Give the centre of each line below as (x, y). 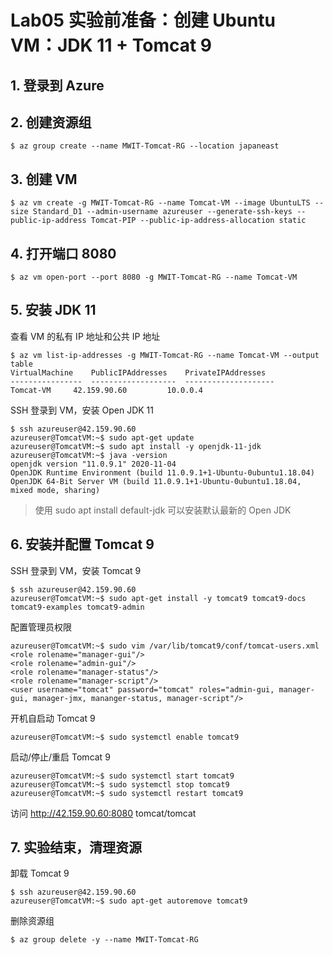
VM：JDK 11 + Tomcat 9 (111, 45)
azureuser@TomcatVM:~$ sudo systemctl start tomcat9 (122, 776)
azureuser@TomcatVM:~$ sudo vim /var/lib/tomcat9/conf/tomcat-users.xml (165, 646)
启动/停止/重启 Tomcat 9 (60, 757)
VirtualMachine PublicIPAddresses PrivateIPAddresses (138, 372)
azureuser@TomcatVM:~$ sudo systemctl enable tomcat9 (125, 737)
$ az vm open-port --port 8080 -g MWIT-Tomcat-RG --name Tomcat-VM (154, 277)
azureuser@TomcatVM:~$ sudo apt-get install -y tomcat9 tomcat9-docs (158, 598)
